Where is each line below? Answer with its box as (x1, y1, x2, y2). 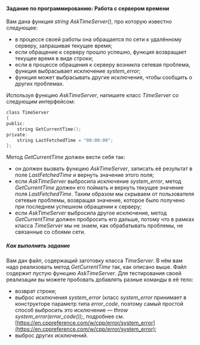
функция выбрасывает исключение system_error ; (14, 67, 141, 74)
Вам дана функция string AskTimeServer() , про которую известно (6, 18, 172, 25)
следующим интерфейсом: (6, 98, 75, 105)
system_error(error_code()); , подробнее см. (14, 313, 124, 320)
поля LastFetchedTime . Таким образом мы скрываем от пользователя (14, 191, 195, 198)
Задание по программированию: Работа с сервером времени (6, 5, 170, 12)
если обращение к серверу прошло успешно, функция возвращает (14, 48, 187, 56)
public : (6, 120, 26, 126)
